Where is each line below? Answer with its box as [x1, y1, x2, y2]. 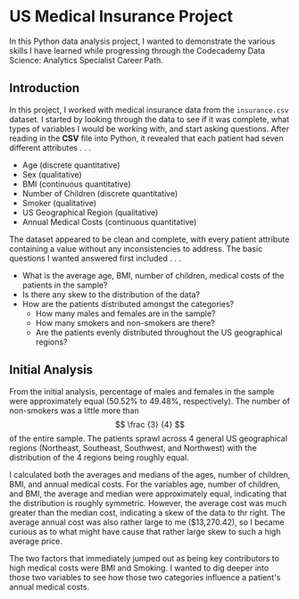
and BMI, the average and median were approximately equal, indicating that [9, 488, 287, 499]
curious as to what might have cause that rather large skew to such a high [9, 526, 281, 537]
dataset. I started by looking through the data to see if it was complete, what [9, 113, 290, 124]
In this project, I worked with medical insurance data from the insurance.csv [9, 104, 289, 115]
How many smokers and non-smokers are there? [35, 317, 216, 328]
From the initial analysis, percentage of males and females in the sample [9, 386, 275, 396]
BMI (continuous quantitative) [21, 179, 131, 189]
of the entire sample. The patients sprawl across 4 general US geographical [9, 433, 288, 444]
